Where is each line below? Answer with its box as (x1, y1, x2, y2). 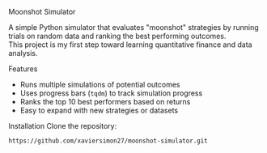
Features (8, 64, 38, 74)
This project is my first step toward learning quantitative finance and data (8, 40, 252, 49)
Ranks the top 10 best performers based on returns (19, 97, 191, 106)
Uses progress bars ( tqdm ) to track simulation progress (19, 88, 203, 98)
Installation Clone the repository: (8, 121, 117, 130)
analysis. (8, 49, 38, 57)
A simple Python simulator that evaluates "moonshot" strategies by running (8, 23, 259, 32)
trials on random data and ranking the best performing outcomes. (8, 32, 227, 40)
